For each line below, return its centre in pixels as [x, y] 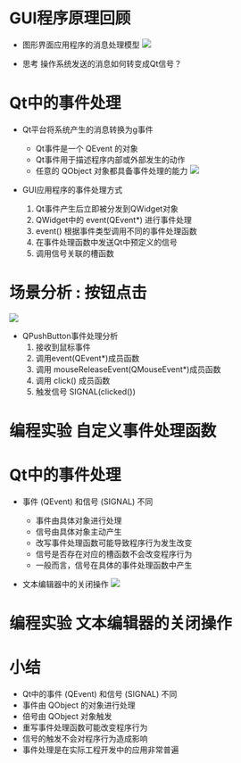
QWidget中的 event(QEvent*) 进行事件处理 [113, 220]
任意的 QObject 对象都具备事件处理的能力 [112, 170]
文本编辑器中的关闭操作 [65, 584]
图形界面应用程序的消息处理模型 [81, 45]
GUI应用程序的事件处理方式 [72, 189]
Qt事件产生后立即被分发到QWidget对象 [107, 208]
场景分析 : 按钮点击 [78, 293]
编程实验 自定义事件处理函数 [113, 431]
